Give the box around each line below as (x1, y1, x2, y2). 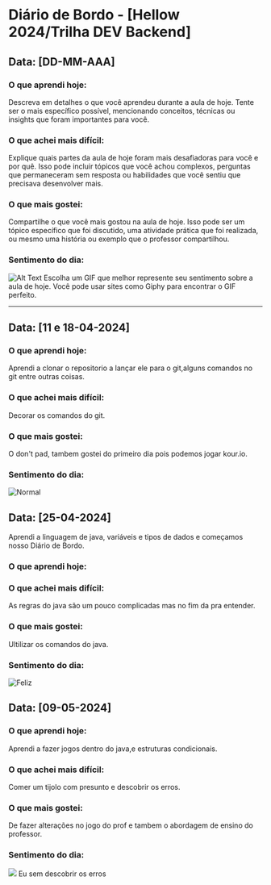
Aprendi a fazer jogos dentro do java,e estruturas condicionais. (8, 744, 218, 754)
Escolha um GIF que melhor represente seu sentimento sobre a (44, 273, 253, 282)
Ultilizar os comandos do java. (8, 639, 109, 649)
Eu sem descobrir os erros (18, 869, 106, 879)
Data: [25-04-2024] (8, 511, 111, 524)
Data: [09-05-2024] (8, 701, 111, 715)
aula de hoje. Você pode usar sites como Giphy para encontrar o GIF (8, 281, 236, 291)
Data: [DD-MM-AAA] (8, 55, 115, 69)
